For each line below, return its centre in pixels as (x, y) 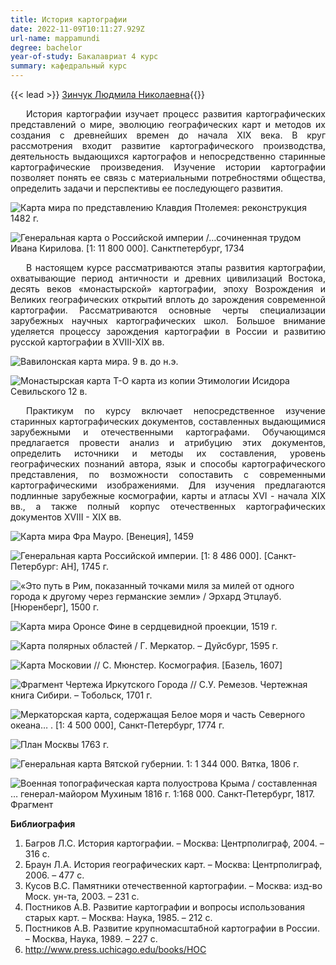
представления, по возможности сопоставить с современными (168, 474)
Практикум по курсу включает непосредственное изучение (176, 410)
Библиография (43, 824)
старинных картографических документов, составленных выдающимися (168, 421)
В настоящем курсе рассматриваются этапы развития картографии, (176, 267)
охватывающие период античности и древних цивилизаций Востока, (168, 278)
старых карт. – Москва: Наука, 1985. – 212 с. (118, 917)
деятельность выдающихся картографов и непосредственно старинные (168, 156)
